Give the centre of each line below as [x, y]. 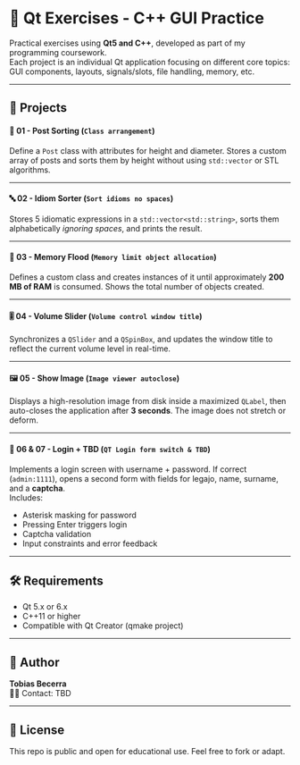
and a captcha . [37, 488]
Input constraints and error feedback [90, 543]
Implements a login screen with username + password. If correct [128, 469]
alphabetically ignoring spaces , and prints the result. [106, 228]
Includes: [26, 497]
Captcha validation [57, 534]
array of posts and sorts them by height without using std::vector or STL [144, 160]
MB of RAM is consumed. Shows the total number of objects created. [137, 286]
